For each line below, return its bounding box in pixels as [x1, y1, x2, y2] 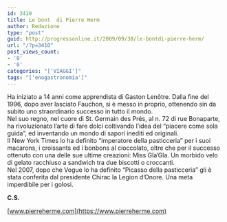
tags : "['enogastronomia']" [7, 74, 88, 81]
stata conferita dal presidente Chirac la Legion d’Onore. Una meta [7, 173, 193, 181]
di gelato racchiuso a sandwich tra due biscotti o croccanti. [7, 159, 175, 167]
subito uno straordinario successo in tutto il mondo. [7, 107, 153, 115]
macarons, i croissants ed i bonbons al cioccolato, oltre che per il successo [7, 144, 220, 152]
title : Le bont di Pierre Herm [7, 16, 100, 23]
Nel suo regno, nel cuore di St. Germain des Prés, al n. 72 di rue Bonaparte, [7, 115, 220, 123]
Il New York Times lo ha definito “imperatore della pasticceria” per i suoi [7, 137, 211, 145]
